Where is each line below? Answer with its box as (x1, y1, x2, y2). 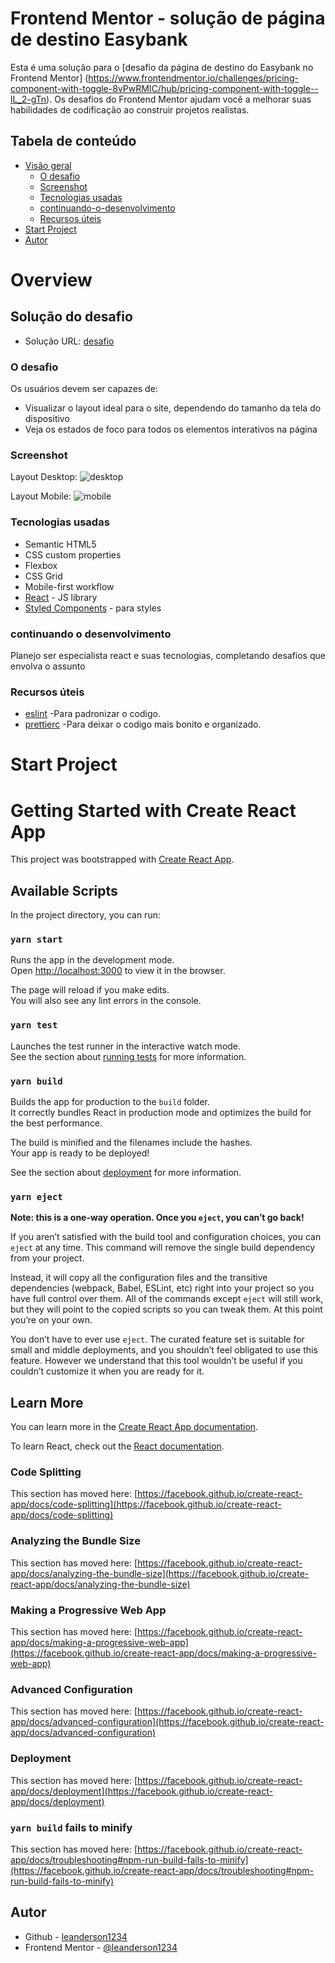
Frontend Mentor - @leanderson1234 (24, 1941, 178, 1953)
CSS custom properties (24, 548, 122, 561)
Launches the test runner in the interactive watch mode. (10, 1040, 242, 1052)
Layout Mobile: (10, 490, 72, 502)
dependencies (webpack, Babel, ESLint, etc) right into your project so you (10, 1282, 315, 1294)
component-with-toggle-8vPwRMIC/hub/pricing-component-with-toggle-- (10, 82, 319, 94)
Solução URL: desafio (24, 335, 115, 347)
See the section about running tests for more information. (10, 1050, 247, 1062)
